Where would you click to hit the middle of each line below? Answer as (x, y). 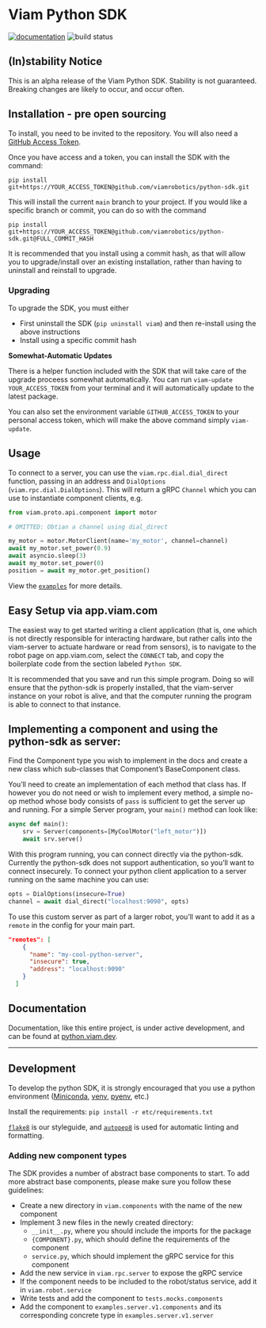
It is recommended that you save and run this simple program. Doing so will (131, 679)
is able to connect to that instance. (65, 704)
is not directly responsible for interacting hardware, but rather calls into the (130, 638)
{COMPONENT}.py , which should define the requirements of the (131, 1239)
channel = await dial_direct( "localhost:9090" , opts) (99, 901)
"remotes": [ (30, 939)
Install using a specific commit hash (78, 340)
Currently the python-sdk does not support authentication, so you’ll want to (131, 863)
